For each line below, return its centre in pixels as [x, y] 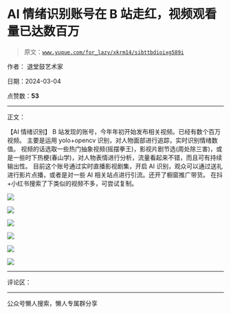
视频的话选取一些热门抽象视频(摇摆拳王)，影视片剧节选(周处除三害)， [118, 148]
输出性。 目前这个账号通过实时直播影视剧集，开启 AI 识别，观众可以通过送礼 [115, 166]
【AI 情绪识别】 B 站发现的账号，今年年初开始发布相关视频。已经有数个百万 [114, 131]
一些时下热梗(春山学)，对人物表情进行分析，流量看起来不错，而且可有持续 [118, 157]
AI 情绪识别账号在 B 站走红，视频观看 [112, 14]
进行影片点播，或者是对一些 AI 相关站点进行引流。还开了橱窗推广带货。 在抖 [115, 175]
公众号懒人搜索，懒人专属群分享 [52, 303]
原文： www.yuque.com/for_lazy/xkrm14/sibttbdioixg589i [104, 52]
